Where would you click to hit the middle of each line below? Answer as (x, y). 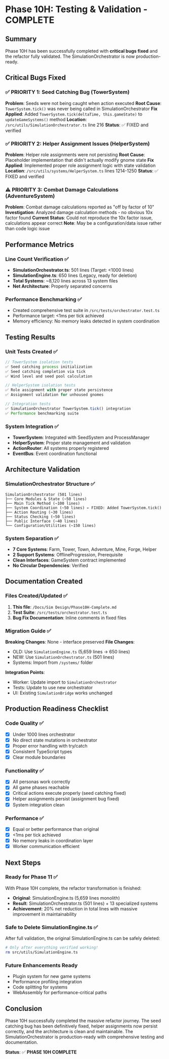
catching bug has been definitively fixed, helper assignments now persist (81, 1026)
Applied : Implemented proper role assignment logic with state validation (80, 165)
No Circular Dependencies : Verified (50, 565)
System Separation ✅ (32, 538)
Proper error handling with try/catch (50, 746)
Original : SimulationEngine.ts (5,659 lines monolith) (66, 898)
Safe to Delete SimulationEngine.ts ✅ (52, 927)
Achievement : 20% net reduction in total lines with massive (75, 908)
